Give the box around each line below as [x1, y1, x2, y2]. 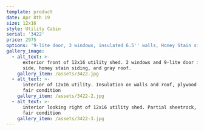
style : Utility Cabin [6, 25, 61, 32]
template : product [6, 8, 53, 15]
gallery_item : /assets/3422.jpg [17, 71, 99, 77]
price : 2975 [6, 37, 36, 43]
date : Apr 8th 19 [6, 14, 50, 21]
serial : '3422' [6, 31, 45, 37]
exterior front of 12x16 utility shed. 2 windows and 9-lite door [22, 59, 194, 65]
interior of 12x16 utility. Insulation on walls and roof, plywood [22, 82, 197, 88]
